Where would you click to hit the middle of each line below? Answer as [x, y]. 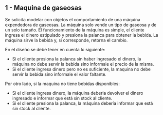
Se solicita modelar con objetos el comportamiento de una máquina [73, 19]
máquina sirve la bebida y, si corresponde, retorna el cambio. [66, 40]
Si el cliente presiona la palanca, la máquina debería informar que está [82, 103]
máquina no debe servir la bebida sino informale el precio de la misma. [83, 64]
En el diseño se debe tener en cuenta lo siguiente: [55, 49]
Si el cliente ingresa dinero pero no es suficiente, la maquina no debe [81, 69]
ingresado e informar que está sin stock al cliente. [62, 98]
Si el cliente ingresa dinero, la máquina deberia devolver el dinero [78, 93]
